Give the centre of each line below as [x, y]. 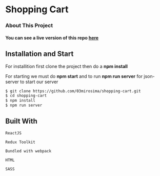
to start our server [39, 82]
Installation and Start [39, 54]
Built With [21, 121]
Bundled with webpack [28, 151]
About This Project [29, 26]
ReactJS [14, 133]
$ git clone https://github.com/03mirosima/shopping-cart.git [73, 91]
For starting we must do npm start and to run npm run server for [74, 76]
